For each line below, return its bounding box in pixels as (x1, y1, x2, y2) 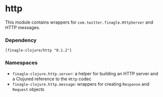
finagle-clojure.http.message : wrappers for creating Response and (12, 81, 150, 87)
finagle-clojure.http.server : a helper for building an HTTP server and (12, 70, 159, 76)
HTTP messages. (5, 24, 41, 30)
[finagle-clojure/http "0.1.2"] (5, 48, 72, 53)
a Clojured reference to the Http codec (12, 76, 92, 82)
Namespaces (5, 60, 38, 66)
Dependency (5, 36, 37, 43)
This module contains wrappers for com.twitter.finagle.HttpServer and (5, 19, 154, 25)
